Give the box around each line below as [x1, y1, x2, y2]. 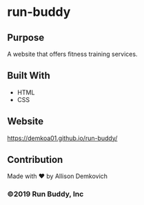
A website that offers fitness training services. [7, 50, 138, 58]
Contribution [7, 154, 63, 166]
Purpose [7, 32, 45, 43]
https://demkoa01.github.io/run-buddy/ [7, 134, 118, 142]
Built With [7, 70, 50, 81]
